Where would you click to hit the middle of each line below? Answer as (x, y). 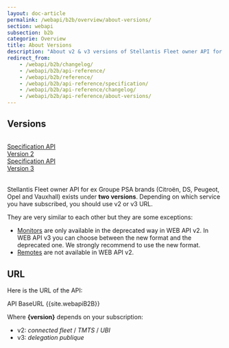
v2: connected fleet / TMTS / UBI (64, 330)
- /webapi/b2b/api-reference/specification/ (84, 84)
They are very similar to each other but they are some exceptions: (100, 217)
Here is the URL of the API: (45, 290)
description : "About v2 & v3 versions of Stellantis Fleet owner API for (115, 52)
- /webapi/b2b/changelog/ (57, 64)
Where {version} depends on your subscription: (75, 317)
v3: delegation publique (50, 338)
